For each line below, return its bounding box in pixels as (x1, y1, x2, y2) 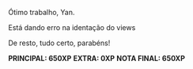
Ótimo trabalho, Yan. (8, 8, 75, 17)
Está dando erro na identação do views (8, 23, 136, 32)
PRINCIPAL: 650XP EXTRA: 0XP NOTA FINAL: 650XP (8, 54, 186, 63)
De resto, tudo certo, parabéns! (8, 38, 111, 48)
